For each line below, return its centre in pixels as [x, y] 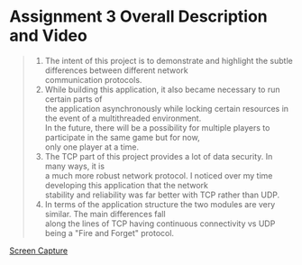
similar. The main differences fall [105, 214]
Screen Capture [39, 251]
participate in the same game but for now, [122, 137]
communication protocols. [93, 79]
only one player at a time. [92, 147]
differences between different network [116, 70]
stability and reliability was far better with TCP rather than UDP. [162, 195]
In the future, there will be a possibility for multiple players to [157, 127]
